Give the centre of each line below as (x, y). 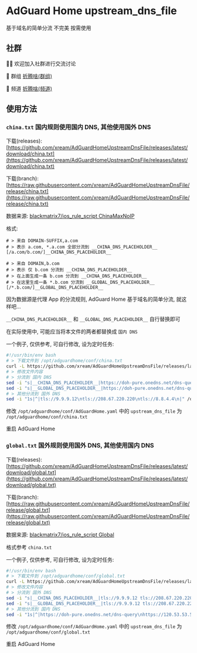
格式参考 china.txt (29, 547)
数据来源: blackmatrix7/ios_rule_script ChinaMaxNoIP (70, 216)
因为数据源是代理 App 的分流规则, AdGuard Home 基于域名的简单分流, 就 (94, 299)
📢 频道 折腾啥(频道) (29, 88)
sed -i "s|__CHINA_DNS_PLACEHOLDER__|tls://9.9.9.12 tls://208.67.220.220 (99, 598)
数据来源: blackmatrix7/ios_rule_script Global (60, 535)
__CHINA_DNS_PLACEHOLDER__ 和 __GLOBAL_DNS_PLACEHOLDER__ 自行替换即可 (93, 319)
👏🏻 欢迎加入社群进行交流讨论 (41, 64)
